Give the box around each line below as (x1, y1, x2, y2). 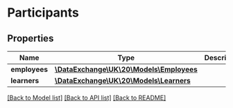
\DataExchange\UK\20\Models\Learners (54, 76, 191, 85)
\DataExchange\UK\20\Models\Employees (54, 64, 198, 74)
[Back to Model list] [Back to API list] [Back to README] (7, 93, 166, 102)
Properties (7, 33, 54, 44)
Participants (7, 5, 80, 21)
